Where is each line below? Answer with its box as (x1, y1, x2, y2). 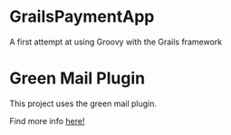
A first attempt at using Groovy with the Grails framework (9, 36, 223, 47)
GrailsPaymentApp (9, 6, 155, 27)
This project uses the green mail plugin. (9, 98, 157, 109)
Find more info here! (9, 115, 85, 126)
